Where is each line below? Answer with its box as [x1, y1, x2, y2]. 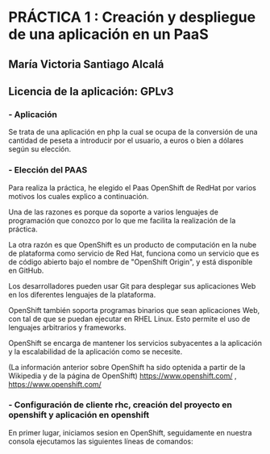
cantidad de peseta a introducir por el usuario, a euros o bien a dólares [8, 135, 244, 145]
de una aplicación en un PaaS [8, 25, 209, 44]
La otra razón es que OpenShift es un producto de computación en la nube [8, 239, 257, 249]
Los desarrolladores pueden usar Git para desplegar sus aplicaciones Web [8, 281, 256, 290]
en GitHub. [8, 265, 44, 275]
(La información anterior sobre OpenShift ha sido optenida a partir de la [8, 362, 246, 372]
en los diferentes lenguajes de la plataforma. [8, 289, 156, 299]
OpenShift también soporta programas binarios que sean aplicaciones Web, [8, 305, 260, 314]
